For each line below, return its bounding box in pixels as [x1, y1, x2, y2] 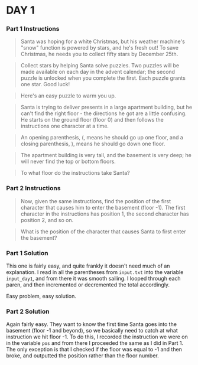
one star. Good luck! [20, 81, 70, 88]
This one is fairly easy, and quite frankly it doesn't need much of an [6, 262, 170, 269]
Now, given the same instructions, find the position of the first [20, 197, 171, 204]
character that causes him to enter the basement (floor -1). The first [20, 204, 186, 211]
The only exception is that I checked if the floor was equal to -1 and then [6, 346, 182, 353]
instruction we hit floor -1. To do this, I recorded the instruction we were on [6, 333, 188, 340]
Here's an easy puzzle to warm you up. [20, 92, 116, 99]
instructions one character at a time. [20, 122, 109, 130]
